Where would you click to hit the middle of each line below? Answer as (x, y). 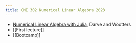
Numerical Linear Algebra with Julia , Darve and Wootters (72, 24)
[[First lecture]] (28, 30)
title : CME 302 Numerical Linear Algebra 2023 (55, 10)
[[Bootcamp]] (27, 35)
